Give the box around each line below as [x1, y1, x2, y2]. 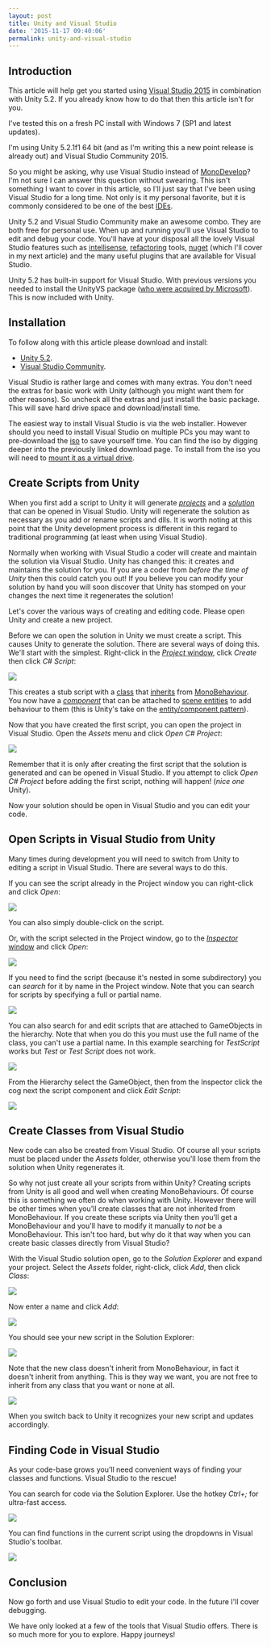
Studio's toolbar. [8, 1537, 63, 1547]
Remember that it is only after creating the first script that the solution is [8, 759, 248, 769]
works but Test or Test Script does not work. [8, 1046, 156, 1056]
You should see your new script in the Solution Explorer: [8, 1333, 195, 1343]
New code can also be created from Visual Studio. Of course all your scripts [8, 1146, 261, 1155]
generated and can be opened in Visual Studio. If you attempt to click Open [8, 768, 258, 777]
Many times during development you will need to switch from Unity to [8, 853, 240, 864]
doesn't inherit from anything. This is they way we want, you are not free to [8, 1372, 258, 1381]
